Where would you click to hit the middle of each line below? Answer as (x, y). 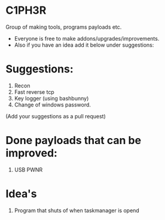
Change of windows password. (52, 105)
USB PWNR (28, 169)
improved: (32, 153)
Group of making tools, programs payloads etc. (64, 27)
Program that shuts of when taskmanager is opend (77, 210)
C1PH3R (26, 10)
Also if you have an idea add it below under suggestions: (84, 45)
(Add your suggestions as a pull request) (56, 116)
